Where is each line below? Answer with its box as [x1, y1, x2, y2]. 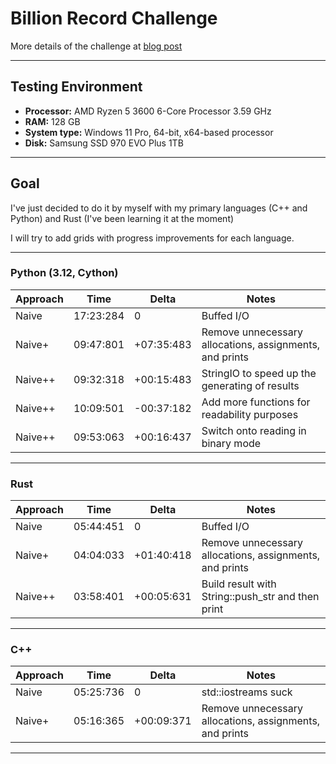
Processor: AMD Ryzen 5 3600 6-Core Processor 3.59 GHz [24, 105, 272, 117]
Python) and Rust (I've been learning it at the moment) [10, 212, 235, 224]
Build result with [201, 577, 277, 591]
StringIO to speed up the [201, 366, 317, 380]
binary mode [201, 436, 262, 450]
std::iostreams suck [201, 685, 293, 699]
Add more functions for [201, 395, 311, 409]
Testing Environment [10, 78, 143, 96]
